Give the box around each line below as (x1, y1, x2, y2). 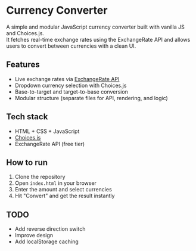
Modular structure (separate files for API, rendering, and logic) (14, 94, 168, 101)
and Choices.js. (6, 29, 45, 36)
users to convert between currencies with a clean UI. (6, 42, 136, 49)
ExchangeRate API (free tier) (14, 140, 85, 147)
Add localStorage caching (14, 238, 79, 245)
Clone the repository (14, 173, 66, 181)
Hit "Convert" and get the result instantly (14, 192, 115, 200)
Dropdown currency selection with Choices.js (14, 82, 127, 89)
